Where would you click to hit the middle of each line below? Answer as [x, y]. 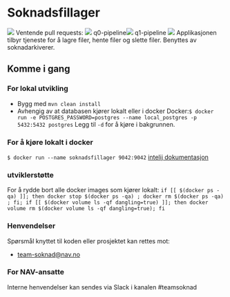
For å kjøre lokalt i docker [50, 142]
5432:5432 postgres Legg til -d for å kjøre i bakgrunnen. [96, 124]
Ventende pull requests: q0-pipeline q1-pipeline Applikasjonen [116, 32]
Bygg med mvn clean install [59, 103]
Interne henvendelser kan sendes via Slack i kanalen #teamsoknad [102, 287]
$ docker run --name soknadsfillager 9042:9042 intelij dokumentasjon [108, 157]
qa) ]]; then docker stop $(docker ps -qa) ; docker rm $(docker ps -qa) [116, 197]
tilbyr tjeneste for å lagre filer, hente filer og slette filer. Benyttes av [102, 40]
